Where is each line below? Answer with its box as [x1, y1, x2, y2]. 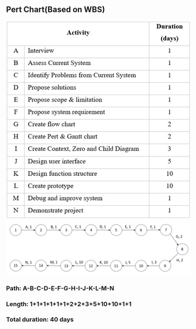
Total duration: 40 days [6, 316, 74, 324]
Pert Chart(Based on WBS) [6, 5, 105, 15]
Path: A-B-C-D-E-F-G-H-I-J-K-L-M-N [6, 284, 115, 292]
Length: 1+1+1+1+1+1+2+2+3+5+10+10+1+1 [6, 300, 132, 308]
